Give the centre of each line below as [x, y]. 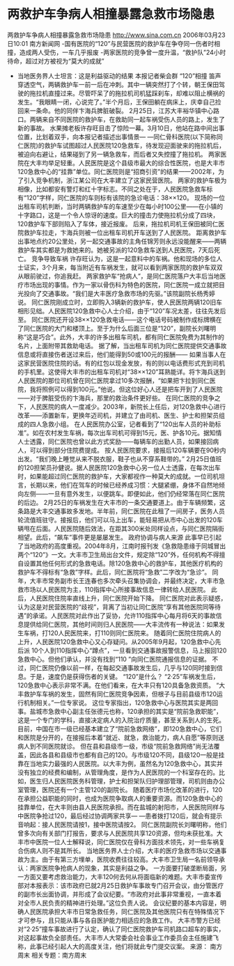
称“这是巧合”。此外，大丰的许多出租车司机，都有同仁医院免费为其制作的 [121, 337]
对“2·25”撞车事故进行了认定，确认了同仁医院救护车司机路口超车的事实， [121, 929]
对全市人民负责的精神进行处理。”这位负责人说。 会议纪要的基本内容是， [119, 903]
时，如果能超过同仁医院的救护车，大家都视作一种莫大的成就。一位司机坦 [121, 476]
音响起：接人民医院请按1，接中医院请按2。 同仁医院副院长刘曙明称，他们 [122, 824]
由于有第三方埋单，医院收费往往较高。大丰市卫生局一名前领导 [130, 859]
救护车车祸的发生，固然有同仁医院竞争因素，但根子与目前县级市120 [120, 694]
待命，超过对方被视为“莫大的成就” [56, 61]
